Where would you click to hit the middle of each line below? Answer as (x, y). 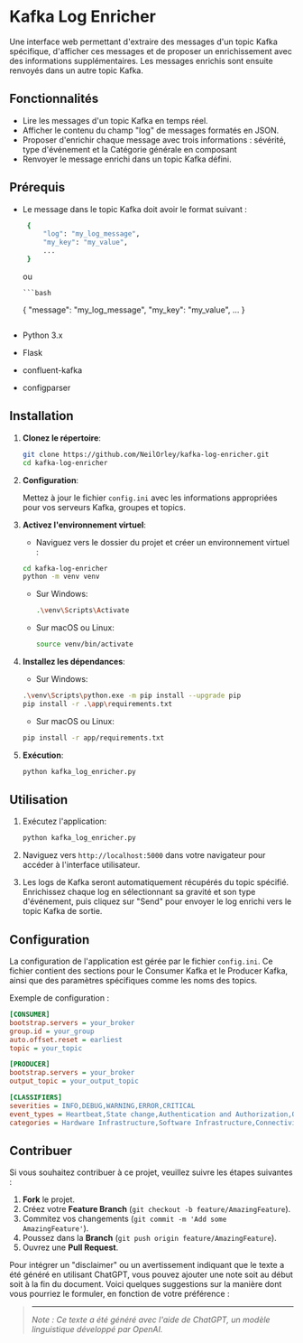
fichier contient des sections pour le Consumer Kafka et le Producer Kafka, (149, 971)
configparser (46, 387)
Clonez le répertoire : (62, 438)
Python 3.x (42, 335)
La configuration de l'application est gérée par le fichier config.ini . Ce (141, 961)
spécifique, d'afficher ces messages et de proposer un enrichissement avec (151, 51)
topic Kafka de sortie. (62, 911)
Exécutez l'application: (64, 821)
